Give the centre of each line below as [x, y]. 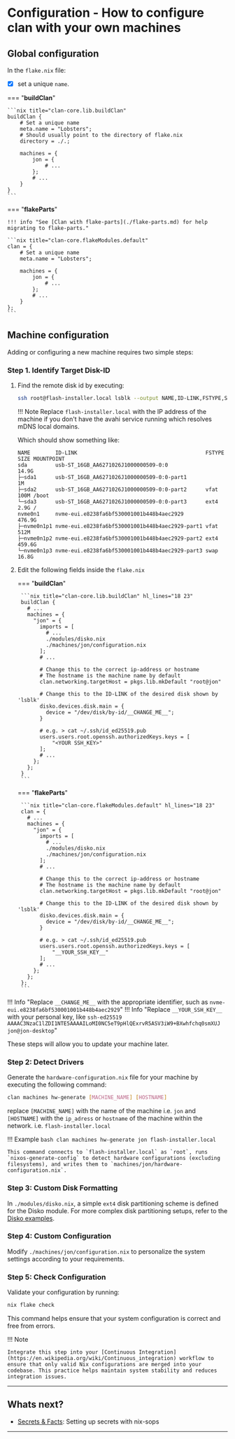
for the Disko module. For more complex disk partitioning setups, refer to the [117, 1210]
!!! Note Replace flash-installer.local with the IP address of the [112, 412]
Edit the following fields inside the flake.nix [81, 570]
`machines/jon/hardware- [147, 1165]
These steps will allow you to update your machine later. [88, 1044]
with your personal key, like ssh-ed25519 [65, 1017]
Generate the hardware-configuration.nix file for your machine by [103, 1078]
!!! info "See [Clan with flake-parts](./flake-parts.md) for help [108, 222]
